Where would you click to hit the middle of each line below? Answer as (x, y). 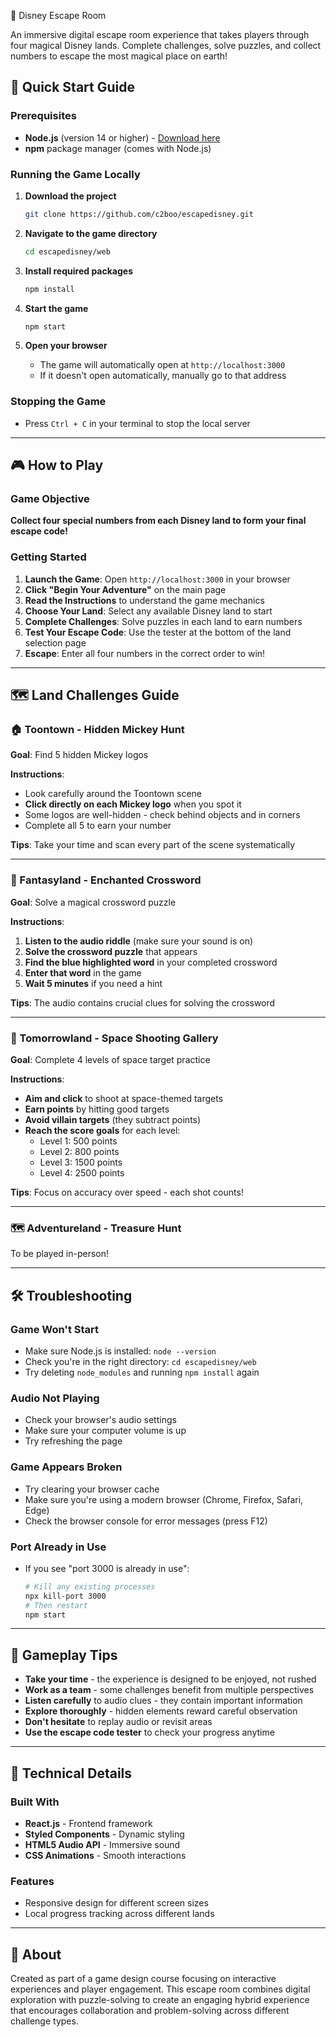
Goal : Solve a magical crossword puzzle (93, 902)
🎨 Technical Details (71, 1773)
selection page (55, 642)
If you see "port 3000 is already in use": (107, 1568)
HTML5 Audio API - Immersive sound (102, 1844)
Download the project (70, 196)
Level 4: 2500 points (82, 1173)
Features (32, 1881)
